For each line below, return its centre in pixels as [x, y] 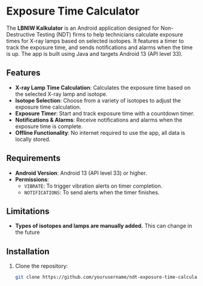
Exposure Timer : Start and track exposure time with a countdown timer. [105, 113]
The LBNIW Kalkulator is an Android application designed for [83, 28]
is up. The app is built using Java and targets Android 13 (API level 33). [95, 53]
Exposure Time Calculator [73, 11]
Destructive [21, 34]
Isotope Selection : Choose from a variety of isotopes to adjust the [98, 100]
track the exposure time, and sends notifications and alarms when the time [99, 47]
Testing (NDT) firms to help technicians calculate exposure [110, 34]
